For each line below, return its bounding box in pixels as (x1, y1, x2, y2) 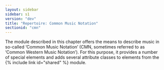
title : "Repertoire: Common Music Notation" (5, 21, 98, 26)
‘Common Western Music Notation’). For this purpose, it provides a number (5, 49, 158, 55)
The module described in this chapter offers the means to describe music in (5, 39, 160, 45)
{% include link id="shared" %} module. (5, 60, 86, 66)
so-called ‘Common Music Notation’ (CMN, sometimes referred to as (5, 44, 145, 50)
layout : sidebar (5, 7, 39, 12)
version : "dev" (5, 16, 37, 21)
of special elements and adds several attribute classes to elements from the (5, 54, 160, 60)
